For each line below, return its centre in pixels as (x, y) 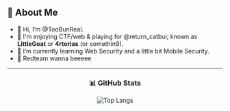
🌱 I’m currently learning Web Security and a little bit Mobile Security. (113, 51)
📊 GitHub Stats (115, 83)
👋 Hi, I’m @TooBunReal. (50, 29)
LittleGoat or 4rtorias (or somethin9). (70, 44)
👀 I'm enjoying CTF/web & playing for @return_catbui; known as (107, 36)
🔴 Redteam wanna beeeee (54, 58)
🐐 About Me (33, 13)
